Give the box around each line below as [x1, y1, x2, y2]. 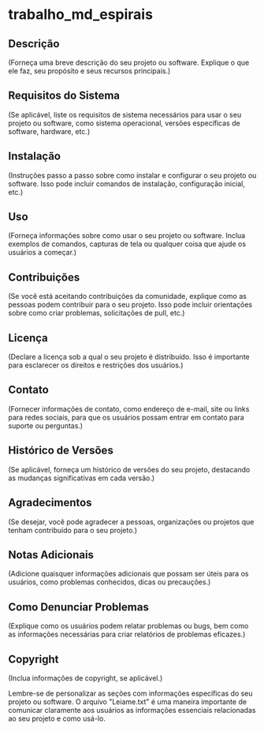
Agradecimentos [8, 496, 92, 509]
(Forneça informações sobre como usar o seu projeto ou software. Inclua [8, 231, 246, 241]
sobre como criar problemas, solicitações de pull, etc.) [8, 308, 185, 318]
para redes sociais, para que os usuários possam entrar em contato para [8, 412, 244, 422]
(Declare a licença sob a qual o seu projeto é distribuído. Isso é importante [8, 352, 250, 362]
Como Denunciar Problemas [8, 600, 150, 614]
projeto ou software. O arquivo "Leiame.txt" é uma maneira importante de [8, 696, 247, 707]
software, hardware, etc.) [8, 126, 91, 136]
